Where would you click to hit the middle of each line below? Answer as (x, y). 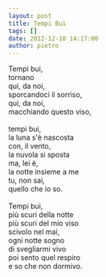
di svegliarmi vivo (37, 249)
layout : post (30, 16)
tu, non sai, (27, 180)
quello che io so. (36, 189)
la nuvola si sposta (39, 155)
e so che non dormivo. (45, 267)
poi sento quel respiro (45, 258)
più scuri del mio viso (43, 224)
